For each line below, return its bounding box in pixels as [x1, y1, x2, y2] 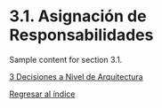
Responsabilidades [9, 25, 154, 45]
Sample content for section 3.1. [9, 54, 123, 65]
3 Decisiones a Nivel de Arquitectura [9, 71, 144, 81]
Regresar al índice [9, 89, 76, 99]
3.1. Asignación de [9, 6, 147, 27]
